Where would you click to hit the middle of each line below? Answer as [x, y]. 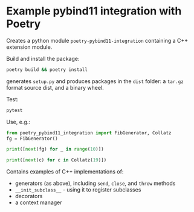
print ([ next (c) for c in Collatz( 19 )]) [57, 160]
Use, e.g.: [18, 122]
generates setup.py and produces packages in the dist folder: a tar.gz [95, 81]
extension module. [29, 47]
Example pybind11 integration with [94, 11]
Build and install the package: [43, 58]
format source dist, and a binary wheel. [55, 87]
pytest [15, 110]
